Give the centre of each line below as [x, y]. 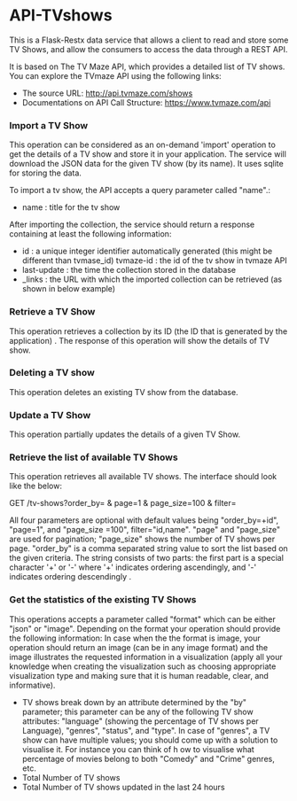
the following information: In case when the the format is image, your [135, 638]
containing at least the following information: [90, 234]
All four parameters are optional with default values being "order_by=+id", [144, 520]
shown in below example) [69, 289]
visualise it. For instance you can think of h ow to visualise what [138, 749]
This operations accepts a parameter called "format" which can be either [143, 619]
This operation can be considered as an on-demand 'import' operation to [143, 145]
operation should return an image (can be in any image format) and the [139, 647]
